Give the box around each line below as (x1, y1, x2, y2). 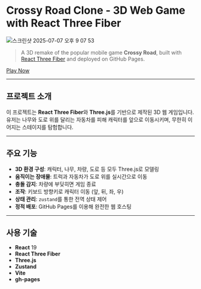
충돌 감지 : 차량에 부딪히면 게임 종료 (14, 180, 97, 188)
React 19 (14, 244, 37, 251)
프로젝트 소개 (6, 91, 52, 102)
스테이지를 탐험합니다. (22, 124, 74, 131)
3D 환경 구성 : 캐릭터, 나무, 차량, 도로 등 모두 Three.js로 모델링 (14, 165, 160, 173)
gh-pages (14, 276, 41, 283)
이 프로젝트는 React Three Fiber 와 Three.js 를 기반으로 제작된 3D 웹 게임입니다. (6, 109, 194, 116)
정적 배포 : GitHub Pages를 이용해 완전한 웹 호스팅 (14, 203, 132, 210)
